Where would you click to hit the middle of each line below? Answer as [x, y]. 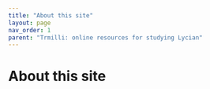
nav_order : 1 [30, 30]
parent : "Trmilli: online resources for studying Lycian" [105, 37]
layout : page [30, 23]
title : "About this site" [51, 15]
